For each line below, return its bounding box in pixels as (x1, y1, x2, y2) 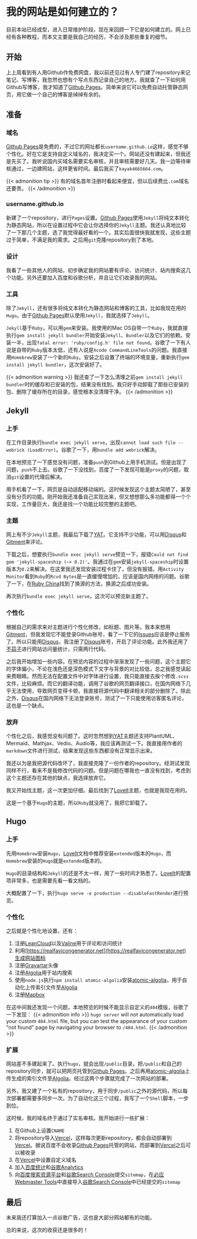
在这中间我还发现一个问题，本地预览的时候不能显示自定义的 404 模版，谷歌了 (6, 1004, 189, 1011)
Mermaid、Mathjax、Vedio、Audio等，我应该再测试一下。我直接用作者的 (6, 739, 183, 746)
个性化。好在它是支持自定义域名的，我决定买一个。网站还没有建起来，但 (6, 150, 181, 157)
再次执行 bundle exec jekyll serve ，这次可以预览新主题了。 (6, 592, 151, 600)
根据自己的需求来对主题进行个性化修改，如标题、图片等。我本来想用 (6, 623, 171, 630)
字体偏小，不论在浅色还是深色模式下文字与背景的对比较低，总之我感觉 (11, 665, 181, 672)
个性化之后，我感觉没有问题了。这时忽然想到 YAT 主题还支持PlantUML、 (6, 732, 178, 739)
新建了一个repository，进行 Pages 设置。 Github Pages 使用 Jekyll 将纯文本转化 (6, 214, 190, 221)
